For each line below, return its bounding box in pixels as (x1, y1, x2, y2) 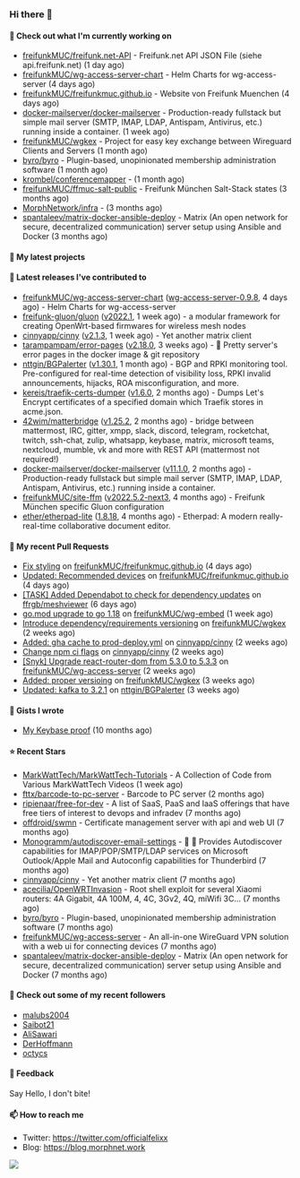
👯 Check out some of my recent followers (9, 990, 166, 1001)
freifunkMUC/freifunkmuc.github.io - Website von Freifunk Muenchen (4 (21, 89, 290, 99)
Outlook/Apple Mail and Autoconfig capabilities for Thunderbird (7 (21, 855, 267, 865)
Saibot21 (21, 1019, 55, 1029)
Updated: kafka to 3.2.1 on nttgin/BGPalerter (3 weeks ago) (21, 684, 240, 695)
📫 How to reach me (9, 1109, 84, 1120)
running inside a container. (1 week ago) (21, 126, 170, 137)
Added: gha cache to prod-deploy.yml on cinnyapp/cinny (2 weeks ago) (21, 637, 288, 648)
